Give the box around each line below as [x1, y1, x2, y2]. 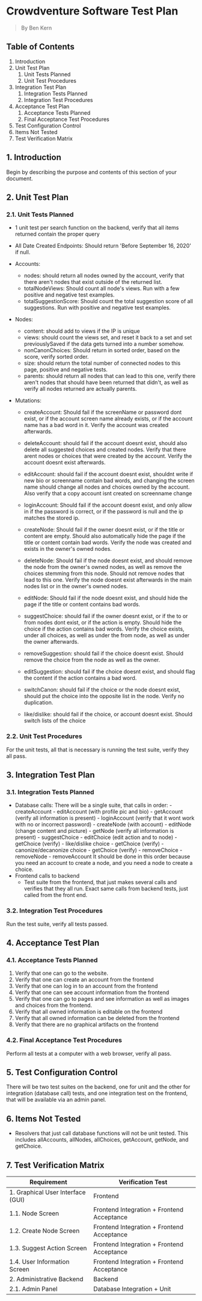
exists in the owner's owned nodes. [23, 545, 112, 553]
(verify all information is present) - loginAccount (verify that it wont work [14, 814, 195, 822]
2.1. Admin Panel [9, 1285, 58, 1293]
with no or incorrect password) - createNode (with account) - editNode [14, 821, 192, 828]
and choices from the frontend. [14, 1001, 93, 1009]
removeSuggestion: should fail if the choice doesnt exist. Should [23, 650, 183, 657]
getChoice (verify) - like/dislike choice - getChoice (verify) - [14, 840, 164, 847]
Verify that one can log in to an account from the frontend [14, 983, 158, 990]
